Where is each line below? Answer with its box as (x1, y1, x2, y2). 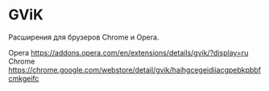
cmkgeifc (8, 73, 39, 83)
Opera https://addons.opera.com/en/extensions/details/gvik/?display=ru (8, 48, 249, 57)
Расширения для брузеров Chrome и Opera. (8, 32, 159, 42)
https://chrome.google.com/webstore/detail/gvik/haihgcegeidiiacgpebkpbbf (8, 64, 262, 74)
